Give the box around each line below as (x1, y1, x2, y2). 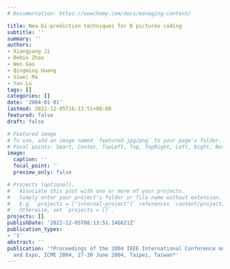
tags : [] (7, 86, 32, 93)
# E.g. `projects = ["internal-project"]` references (7, 200, 170, 207)
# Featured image (7, 130, 57, 137)
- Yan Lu (7, 80, 32, 86)
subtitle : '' (7, 29, 44, 36)
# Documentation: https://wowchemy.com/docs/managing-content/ (7, 10, 192, 17)
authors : (7, 42, 32, 49)
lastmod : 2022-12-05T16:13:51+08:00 (7, 106, 112, 113)
